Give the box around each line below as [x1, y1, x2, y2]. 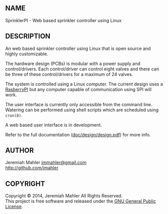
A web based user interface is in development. [5, 122, 102, 128]
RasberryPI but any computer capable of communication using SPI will [5, 86, 152, 92]
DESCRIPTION [5, 32, 50, 41]
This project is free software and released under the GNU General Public [5, 198, 156, 204]
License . [5, 203, 23, 209]
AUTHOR [5, 146, 34, 155]
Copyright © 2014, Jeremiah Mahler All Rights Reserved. [5, 193, 123, 199]
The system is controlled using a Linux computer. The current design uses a [5, 81, 163, 87]
